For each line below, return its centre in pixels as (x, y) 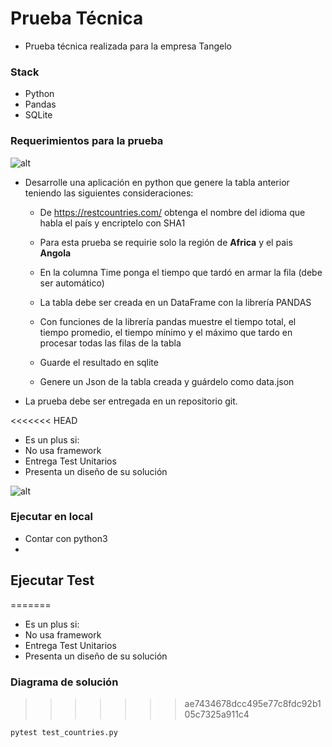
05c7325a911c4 (217, 714)
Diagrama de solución (64, 682)
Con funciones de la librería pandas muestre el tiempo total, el (168, 321)
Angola (55, 253)
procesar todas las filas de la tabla (110, 343)
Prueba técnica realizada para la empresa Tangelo (128, 46)
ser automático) (72, 283)
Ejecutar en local (52, 517)
